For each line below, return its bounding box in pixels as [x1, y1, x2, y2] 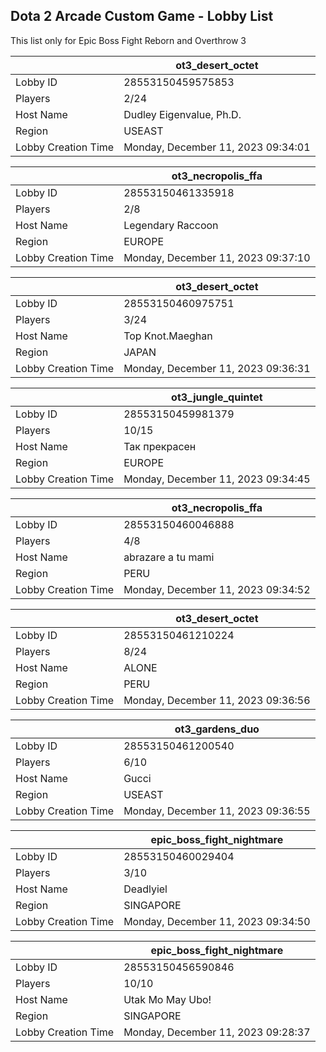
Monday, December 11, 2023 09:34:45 [123, 472, 311, 486]
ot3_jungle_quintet [171, 390, 263, 404]
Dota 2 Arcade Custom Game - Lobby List [10, 8, 274, 25]
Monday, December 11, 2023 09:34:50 [123, 914, 311, 928]
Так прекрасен [123, 439, 197, 453]
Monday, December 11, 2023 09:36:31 [123, 361, 311, 375]
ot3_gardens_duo [174, 722, 260, 736]
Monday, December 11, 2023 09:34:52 [123, 582, 311, 596]
